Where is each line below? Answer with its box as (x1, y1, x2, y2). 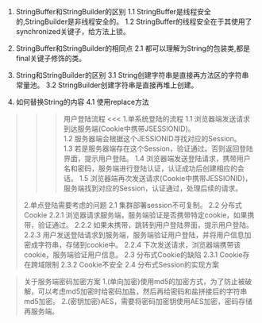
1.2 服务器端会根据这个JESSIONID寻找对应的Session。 (63, 134, 241, 143)
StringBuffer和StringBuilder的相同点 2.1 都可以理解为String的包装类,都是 (15, 44, 250, 53)
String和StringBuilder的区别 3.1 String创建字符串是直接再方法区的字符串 (15, 71, 249, 79)
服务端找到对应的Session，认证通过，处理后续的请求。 (63, 183, 243, 193)
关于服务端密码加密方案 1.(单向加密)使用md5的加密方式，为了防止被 (23, 277, 245, 286)
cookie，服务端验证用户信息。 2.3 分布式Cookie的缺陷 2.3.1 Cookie (23, 250, 243, 260)
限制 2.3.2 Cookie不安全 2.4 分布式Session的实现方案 (44, 260, 220, 269)
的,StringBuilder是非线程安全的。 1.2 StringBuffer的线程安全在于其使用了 (15, 17, 252, 26)
